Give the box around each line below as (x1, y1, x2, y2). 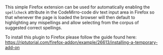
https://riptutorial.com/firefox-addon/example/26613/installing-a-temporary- (5, 39, 158, 45)
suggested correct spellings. (5, 25, 62, 31)
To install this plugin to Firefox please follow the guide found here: (5, 34, 137, 40)
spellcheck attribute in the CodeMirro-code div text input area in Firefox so (5, 9, 155, 15)
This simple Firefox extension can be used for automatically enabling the (5, 4, 150, 10)
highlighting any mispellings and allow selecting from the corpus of (5, 19, 139, 25)
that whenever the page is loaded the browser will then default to (5, 15, 135, 20)
